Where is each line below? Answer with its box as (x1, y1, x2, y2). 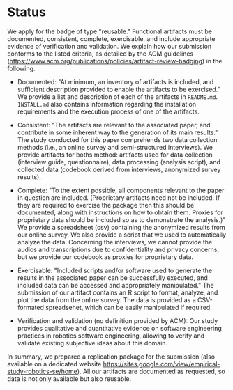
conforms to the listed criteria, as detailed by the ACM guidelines (7, 49, 194, 58)
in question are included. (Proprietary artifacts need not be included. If (17, 193, 220, 202)
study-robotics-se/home (7, 367, 78, 375)
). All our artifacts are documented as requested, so (77, 367, 225, 375)
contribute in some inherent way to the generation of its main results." (17, 128, 218, 136)
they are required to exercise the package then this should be (17, 201, 195, 209)
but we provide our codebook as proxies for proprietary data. (17, 252, 194, 261)
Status (7, 4, 47, 20)
